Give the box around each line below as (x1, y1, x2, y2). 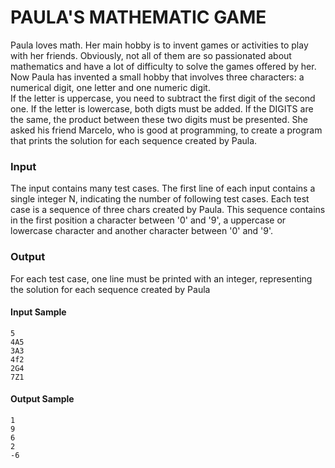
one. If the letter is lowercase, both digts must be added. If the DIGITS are (10, 102, 314, 115)
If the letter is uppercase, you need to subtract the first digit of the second (10, 92, 316, 104)
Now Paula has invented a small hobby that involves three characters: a (10, 71, 305, 83)
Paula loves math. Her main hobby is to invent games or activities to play (10, 39, 309, 51)
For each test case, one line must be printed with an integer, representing (10, 272, 313, 285)
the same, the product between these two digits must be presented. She (10, 113, 309, 125)
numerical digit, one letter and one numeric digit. (10, 81, 211, 93)
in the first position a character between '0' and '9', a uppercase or (10, 214, 287, 226)
